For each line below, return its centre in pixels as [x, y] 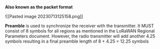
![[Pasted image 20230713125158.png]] [44, 16]
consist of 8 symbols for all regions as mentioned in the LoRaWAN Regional [80, 31]
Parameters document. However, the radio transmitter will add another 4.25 [80, 36]
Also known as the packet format [39, 7]
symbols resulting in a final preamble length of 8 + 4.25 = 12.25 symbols [77, 41]
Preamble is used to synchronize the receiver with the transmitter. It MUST [80, 26]
